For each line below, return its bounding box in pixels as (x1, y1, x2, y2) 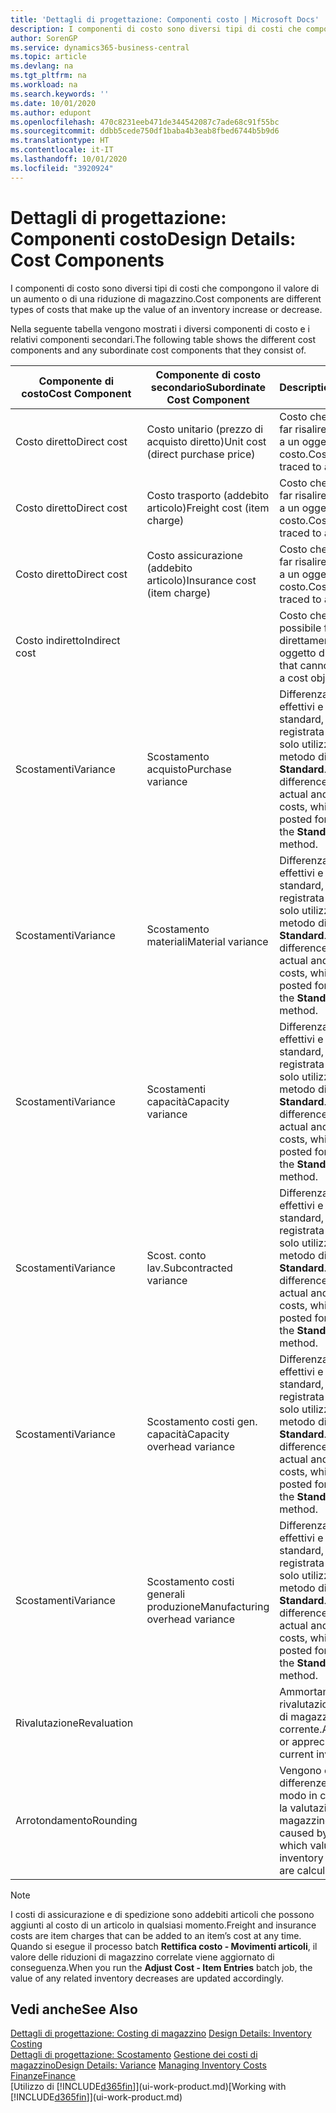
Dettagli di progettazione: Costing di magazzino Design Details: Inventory (10, 2027, 312, 2040)
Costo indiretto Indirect (15, 633, 121, 647)
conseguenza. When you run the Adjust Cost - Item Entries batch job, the (10, 1961, 313, 1973)
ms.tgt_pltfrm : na (10, 71, 87, 81)
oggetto (279, 646, 317, 660)
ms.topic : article (10, 52, 87, 62)
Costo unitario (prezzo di (146, 422, 264, 436)
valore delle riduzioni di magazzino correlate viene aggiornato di (10, 1951, 275, 1963)
